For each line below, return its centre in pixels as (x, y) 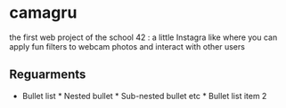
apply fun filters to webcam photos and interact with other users (127, 46)
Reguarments (48, 75)
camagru (43, 13)
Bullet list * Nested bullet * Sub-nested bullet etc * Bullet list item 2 (144, 96)
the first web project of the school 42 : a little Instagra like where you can (143, 37)
